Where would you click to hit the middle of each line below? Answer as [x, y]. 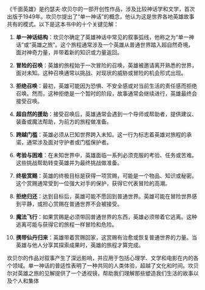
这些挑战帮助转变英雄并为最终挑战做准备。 [69, 163]
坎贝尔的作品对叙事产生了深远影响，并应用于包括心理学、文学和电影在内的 [100, 258]
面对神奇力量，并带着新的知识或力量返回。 [69, 52]
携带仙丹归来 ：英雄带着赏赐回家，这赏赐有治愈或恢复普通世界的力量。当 [106, 237]
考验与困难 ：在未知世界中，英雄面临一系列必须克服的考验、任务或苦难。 [106, 155]
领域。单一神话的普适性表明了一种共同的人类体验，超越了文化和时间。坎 [102, 266]
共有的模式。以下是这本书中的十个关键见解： [63, 24]
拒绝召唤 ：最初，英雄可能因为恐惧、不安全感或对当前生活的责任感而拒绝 [106, 86]
